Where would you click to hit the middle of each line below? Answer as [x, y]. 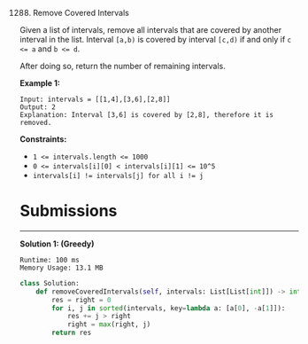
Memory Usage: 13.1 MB [62, 268]
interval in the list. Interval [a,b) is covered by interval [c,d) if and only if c [156, 39]
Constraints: [43, 139]
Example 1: [40, 83]
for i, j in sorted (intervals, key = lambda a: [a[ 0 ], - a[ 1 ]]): [169, 308]
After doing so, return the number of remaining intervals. [123, 66]
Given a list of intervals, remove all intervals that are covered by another [151, 30]
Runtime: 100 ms [50, 260]
